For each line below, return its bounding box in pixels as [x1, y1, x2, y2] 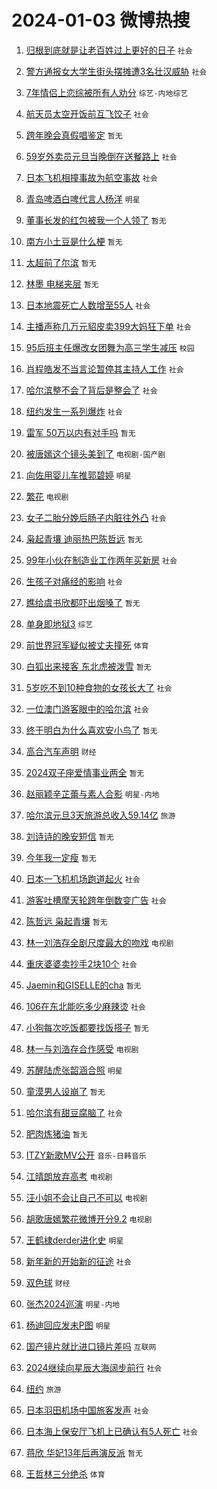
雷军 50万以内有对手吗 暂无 [25, 426, 136, 438]
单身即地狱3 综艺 [25, 617, 94, 630]
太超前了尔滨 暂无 [25, 256, 97, 268]
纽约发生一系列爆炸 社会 [25, 405, 123, 417]
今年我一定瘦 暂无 [25, 851, 97, 863]
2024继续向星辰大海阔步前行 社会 [25, 1361, 163, 1373]
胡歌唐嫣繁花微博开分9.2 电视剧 [25, 1212, 153, 1225]
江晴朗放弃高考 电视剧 [25, 1170, 113, 1182]
